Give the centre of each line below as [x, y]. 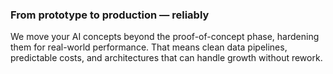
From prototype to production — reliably [110, 15]
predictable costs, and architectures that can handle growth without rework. [166, 58]
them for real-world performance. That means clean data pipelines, [149, 47]
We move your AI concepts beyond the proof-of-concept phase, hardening [165, 37]
